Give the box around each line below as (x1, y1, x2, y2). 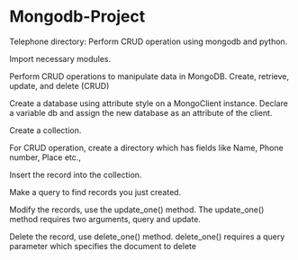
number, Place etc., (9, 151, 81, 163)
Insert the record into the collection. (9, 169, 142, 180)
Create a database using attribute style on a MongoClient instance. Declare (9, 97, 288, 109)
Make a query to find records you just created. (9, 186, 182, 197)
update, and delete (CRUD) (9, 80, 110, 91)
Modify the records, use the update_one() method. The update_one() (9, 204, 265, 215)
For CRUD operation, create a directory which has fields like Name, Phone (9, 142, 284, 153)
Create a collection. (9, 124, 82, 136)
